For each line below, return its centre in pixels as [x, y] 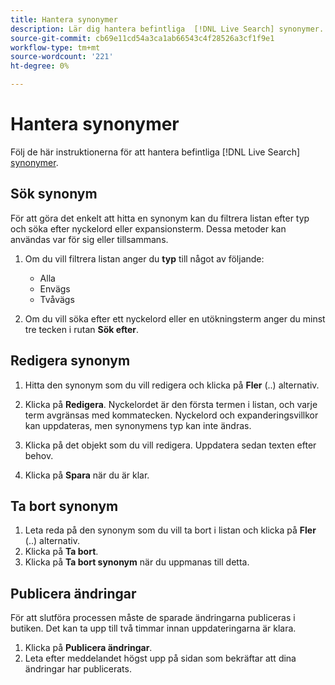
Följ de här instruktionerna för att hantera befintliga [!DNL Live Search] [155, 152]
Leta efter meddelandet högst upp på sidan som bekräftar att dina [160, 658]
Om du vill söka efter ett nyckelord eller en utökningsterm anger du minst [175, 318]
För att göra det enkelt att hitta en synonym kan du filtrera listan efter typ [160, 218]
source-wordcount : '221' [62, 57]
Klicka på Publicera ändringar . [88, 648]
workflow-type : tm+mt [55, 47]
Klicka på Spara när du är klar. [87, 475]
